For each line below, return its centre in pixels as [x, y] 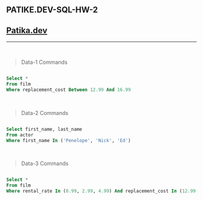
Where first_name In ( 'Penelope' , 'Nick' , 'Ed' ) [69, 140]
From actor [20, 135]
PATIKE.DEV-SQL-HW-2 [52, 10]
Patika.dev [27, 30]
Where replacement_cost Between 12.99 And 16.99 [69, 90]
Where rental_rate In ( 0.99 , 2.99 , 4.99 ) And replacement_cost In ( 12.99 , [102, 191]
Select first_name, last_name [44, 129]
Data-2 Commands [44, 113]
